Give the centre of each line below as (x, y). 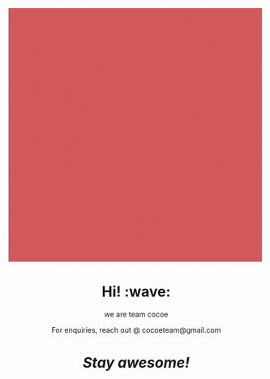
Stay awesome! (136, 363)
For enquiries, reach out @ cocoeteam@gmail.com (136, 329)
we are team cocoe (136, 314)
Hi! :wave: (136, 292)
